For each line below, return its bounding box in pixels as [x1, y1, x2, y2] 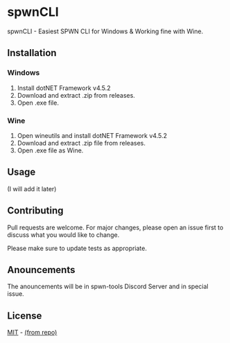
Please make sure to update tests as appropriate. [7, 244, 148, 252]
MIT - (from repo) [7, 328, 57, 337]
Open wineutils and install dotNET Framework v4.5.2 [17, 131, 168, 139]
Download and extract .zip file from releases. [17, 139, 145, 147]
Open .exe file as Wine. [17, 146, 84, 155]
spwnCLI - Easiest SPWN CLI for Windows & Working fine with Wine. [7, 27, 204, 35]
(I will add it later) [7, 184, 57, 193]
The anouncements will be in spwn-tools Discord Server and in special [7, 282, 209, 291]
